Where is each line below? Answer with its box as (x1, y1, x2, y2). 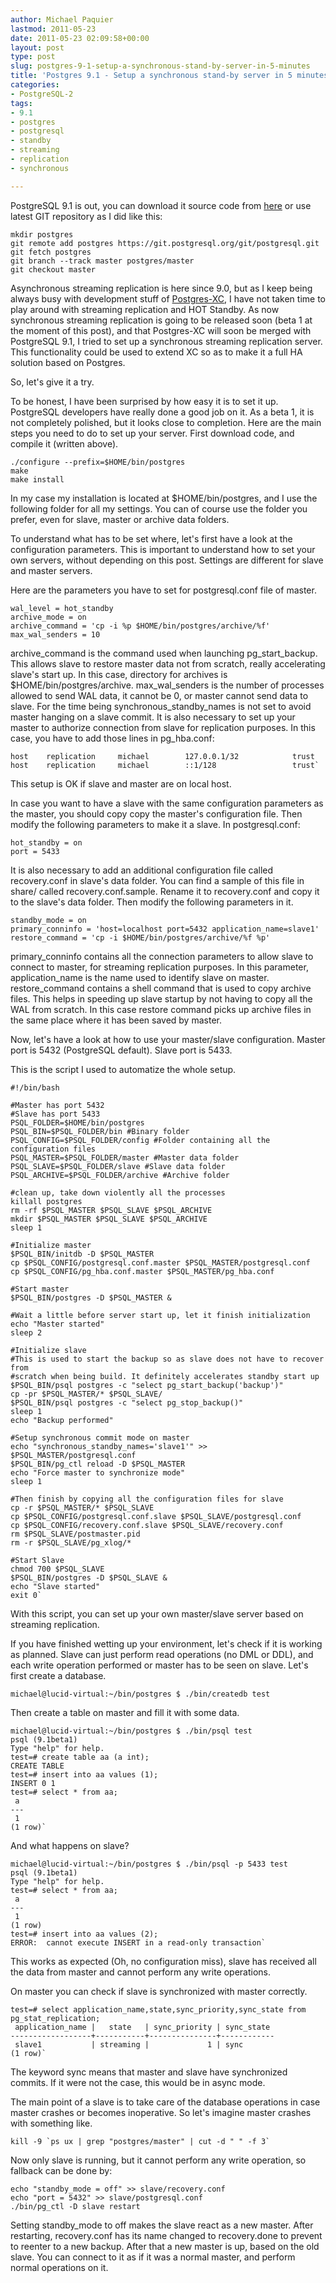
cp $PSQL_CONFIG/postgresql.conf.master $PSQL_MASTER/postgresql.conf (10, 1257, 311, 1268)
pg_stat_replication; (10, 2013, 101, 2023)
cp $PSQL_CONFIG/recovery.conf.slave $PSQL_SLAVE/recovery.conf (10, 1520, 284, 1530)
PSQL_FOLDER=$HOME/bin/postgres (10, 1117, 145, 1128)
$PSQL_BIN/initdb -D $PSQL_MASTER (10, 1249, 155, 1259)
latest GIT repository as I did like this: (10, 210, 163, 222)
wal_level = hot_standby (10, 603, 114, 613)
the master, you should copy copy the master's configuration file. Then (10, 807, 303, 820)
